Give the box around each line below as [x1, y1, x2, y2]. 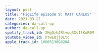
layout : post [5, 7, 32, 12]
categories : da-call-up [5, 21, 54, 26]
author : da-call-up [5, 26, 46, 31]
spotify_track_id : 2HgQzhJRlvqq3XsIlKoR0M [5, 30, 94, 35]
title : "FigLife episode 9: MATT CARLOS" [5, 12, 92, 17]
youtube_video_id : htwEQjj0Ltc [5, 35, 70, 40]
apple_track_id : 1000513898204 [5, 40, 70, 45]
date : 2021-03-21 [5, 16, 41, 21]
